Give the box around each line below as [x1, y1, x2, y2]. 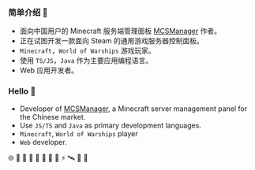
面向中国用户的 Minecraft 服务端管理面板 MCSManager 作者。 [19, 26, 221, 36]
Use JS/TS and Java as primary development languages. [19, 120, 201, 130]
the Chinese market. [19, 112, 86, 121]
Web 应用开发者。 [19, 65, 79, 76]
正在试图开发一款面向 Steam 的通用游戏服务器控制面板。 [19, 36, 204, 46]
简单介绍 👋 [8, 6, 49, 17]
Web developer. [19, 137, 67, 146]
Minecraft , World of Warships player [19, 128, 138, 139]
